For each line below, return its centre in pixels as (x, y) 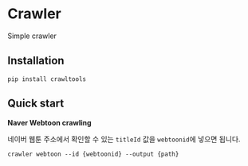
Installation (36, 61)
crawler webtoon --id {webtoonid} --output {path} (93, 154)
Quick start (36, 104)
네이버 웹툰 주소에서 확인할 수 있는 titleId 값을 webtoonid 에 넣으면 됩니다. (124, 139)
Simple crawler (32, 36)
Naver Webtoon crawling (50, 122)
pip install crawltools (47, 79)
